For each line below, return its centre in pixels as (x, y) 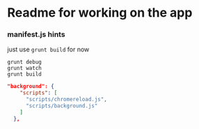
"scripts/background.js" (62, 106)
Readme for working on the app (100, 13)
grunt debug (24, 62)
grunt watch (24, 68)
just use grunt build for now (48, 49)
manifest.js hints (36, 35)
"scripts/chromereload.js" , (66, 100)
